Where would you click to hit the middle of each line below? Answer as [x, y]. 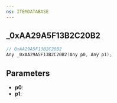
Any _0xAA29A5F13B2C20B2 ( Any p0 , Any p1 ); [59, 55]
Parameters [28, 73]
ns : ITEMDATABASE [27, 12]
